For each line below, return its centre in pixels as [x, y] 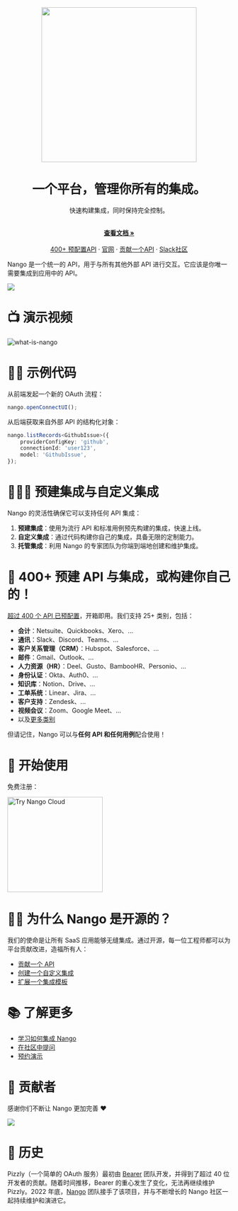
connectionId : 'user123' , [58, 448]
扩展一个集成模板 [42, 982]
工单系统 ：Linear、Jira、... [57, 693]
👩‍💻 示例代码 [42, 373]
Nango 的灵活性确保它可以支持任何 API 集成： [74, 513]
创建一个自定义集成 [46, 972]
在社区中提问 [36, 1047]
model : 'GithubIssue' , [53, 455]
